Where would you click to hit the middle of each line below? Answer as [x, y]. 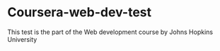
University [22, 39]
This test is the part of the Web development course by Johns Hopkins [110, 32]
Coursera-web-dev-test [80, 12]
